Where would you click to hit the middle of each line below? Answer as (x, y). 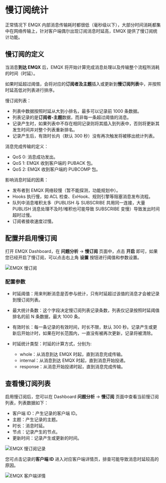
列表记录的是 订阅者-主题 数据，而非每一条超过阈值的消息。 (72, 117)
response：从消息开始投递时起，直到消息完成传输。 (72, 366)
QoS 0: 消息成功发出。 (35, 157)
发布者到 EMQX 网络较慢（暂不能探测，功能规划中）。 (66, 190)
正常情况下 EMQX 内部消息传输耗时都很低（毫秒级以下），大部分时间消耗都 (81, 25)
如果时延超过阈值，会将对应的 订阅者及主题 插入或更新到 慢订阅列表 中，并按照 (83, 84)
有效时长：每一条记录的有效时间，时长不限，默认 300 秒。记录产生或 (83, 327)
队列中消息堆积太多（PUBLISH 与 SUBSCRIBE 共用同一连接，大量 (79, 202)
